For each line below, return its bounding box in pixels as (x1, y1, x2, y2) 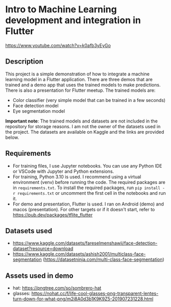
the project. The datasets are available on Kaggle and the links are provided (5, 129, 164, 135)
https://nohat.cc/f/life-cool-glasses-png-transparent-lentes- (31, 291, 159, 297)
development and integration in (5, 14, 141, 26)
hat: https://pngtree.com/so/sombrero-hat (12, 285, 102, 291)
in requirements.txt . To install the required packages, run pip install (12, 185, 161, 191)
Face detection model (12, 103, 59, 109)
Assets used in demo (5, 271, 74, 280)
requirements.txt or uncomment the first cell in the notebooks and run (17, 190, 166, 196)
